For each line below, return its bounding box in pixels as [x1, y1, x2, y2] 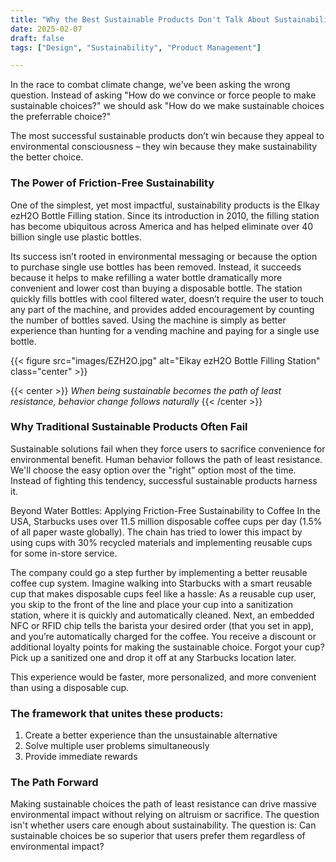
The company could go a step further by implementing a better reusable [10, 566, 308, 578]
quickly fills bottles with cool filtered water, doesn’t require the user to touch [10, 292, 325, 305]
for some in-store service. [10, 547, 118, 559]
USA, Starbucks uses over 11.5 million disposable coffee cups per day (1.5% [10, 515, 323, 527]
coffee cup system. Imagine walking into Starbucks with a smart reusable [10, 577, 313, 589]
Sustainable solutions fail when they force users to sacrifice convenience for [10, 442, 326, 455]
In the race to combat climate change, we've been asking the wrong [10, 79, 291, 91]
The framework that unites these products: [10, 706, 224, 720]
